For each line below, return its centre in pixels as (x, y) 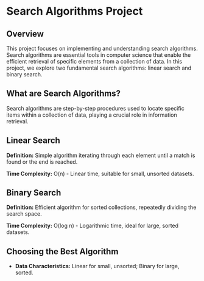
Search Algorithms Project (75, 11)
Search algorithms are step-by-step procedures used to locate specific (95, 108)
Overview (25, 34)
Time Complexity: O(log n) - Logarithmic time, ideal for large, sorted (92, 226)
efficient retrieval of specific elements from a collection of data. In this (94, 61)
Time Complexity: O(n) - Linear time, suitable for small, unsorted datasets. (100, 173)
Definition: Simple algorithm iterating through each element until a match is (101, 155)
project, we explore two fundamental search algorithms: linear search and (99, 68)
